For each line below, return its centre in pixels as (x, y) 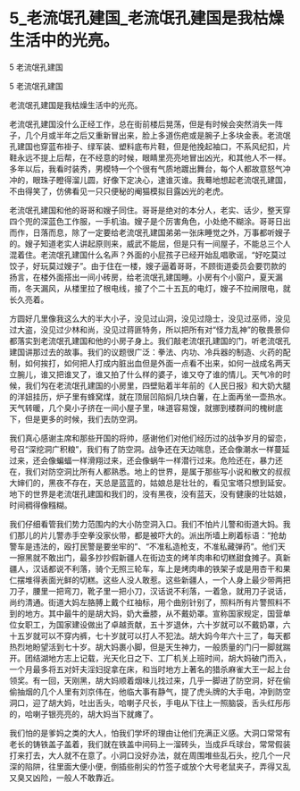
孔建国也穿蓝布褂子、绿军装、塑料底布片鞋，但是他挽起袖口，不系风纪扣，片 (150, 146)
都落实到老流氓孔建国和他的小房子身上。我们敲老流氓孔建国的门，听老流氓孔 (150, 341)
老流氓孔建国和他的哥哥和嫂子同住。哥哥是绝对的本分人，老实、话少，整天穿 (150, 210)
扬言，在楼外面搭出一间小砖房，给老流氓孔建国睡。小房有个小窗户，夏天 (142, 277)
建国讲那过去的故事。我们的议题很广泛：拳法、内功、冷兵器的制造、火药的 (146, 352)
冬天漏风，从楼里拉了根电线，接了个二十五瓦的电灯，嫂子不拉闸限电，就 (158, 288)
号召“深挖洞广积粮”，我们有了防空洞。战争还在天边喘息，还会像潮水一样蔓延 (150, 449)
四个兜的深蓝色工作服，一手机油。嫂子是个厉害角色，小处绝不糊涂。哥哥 (142, 221)
